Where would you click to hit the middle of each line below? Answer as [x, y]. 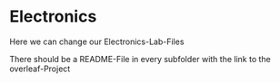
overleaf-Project [40, 69]
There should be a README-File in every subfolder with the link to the [140, 59]
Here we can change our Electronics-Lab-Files [97, 41]
